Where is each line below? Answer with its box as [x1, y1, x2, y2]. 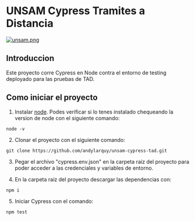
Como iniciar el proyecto [6, 93, 98, 103]
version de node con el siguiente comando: [14, 114, 120, 122]
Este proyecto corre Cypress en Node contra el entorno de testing [6, 69, 167, 76]
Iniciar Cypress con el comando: [14, 197, 94, 204]
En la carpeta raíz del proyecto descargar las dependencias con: [14, 175, 172, 183]
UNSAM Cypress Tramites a [6, 4, 146, 18]
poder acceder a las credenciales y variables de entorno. [14, 164, 154, 171]
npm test [6, 209, 28, 215]
